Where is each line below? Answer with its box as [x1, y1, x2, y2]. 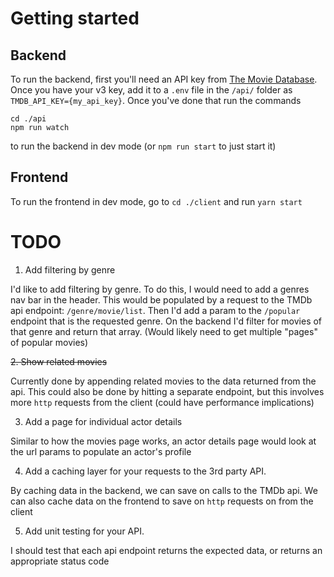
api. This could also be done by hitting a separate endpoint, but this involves [10, 385, 325, 397]
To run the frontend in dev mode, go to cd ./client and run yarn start [10, 195, 303, 207]
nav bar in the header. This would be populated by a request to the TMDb [10, 293, 313, 306]
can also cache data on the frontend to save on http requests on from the [10, 495, 314, 507]
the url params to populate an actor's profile [10, 445, 192, 457]
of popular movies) [10, 336, 89, 348]
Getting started [10, 7, 140, 30]
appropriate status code [10, 555, 110, 567]
